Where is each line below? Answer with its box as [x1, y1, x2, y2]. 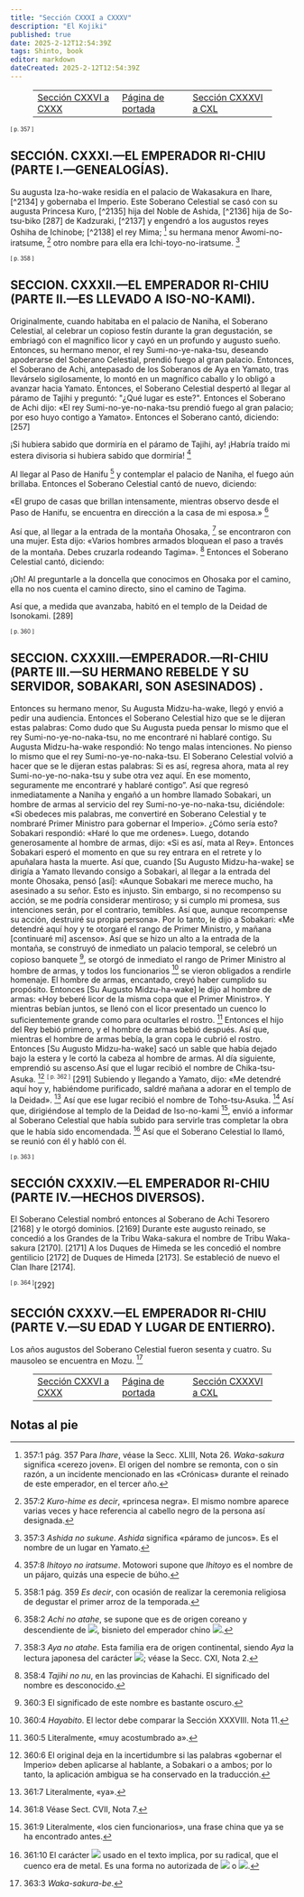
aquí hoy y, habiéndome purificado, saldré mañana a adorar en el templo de [10, 1083, 291, 1093]
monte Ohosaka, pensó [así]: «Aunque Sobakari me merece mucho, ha [10, 875, 273, 886]
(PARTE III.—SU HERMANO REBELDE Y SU [10, 665, 249, 680]
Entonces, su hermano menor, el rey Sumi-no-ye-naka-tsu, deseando [10, 344, 269, 355]
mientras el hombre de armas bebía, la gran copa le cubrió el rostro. [10, 1033, 263, 1044]
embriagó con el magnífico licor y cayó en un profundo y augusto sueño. [10, 335, 281, 346]
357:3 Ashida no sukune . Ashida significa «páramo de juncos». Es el [23, 1532, 279, 1544]
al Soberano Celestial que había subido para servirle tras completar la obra [10, 1114, 289, 1125]
